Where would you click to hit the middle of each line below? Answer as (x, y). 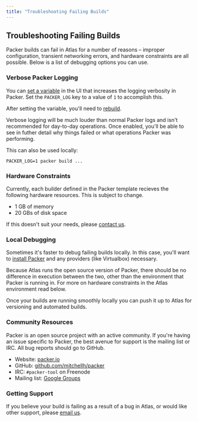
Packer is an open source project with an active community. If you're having (98, 335)
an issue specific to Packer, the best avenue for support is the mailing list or (98, 342)
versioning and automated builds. (47, 307)
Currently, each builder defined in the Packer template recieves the (88, 189)
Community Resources (40, 322)
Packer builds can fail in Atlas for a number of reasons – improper (85, 50)
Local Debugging (31, 239)
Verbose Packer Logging (42, 78)
